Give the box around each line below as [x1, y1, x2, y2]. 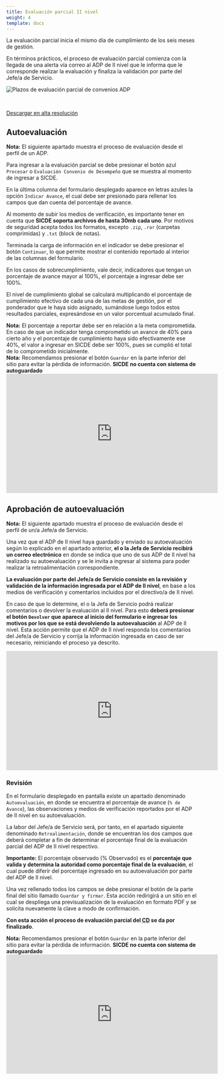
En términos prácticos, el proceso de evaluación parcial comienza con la [6, 55, 187, 62]
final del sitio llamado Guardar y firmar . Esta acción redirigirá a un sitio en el [6, 892, 197, 899]
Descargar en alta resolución [6, 110, 78, 117]
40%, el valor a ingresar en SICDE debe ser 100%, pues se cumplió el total [6, 341, 192, 348]
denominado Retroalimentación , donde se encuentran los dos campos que [6, 830, 193, 837]
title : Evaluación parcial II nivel [6, 8, 98, 15]
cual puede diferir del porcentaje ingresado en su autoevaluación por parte [6, 867, 193, 875]
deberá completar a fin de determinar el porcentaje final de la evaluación [6, 836, 188, 844]
